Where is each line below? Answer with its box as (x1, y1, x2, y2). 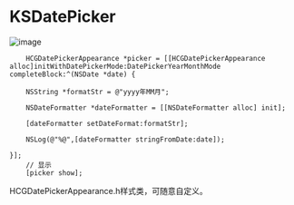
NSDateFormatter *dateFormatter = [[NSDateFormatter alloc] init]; (25, 102, 286, 112)
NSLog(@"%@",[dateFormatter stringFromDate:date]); (25, 134, 225, 144)
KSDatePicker (9, 6, 116, 27)
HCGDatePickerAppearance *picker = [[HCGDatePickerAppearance (25, 54, 266, 63)
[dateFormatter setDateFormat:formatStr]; (25, 119, 189, 128)
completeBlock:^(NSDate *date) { (9, 70, 136, 79)
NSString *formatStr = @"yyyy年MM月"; (25, 87, 170, 96)
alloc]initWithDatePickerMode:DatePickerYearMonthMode (9, 62, 221, 71)
